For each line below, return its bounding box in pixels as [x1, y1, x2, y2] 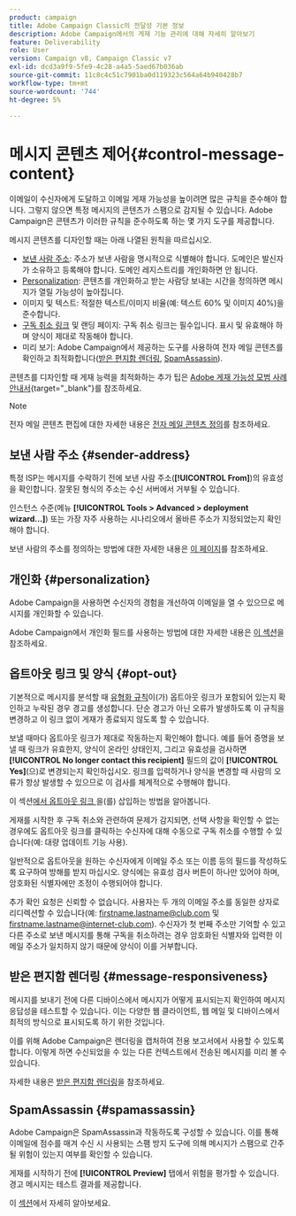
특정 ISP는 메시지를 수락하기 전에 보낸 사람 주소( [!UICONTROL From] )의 [9, 473, 261, 484]
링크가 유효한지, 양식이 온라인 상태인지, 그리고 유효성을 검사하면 [27, 743, 247, 754]
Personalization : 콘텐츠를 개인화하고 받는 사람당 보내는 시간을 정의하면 [21, 275, 267, 286]
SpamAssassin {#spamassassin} [9, 1102, 196, 1117]
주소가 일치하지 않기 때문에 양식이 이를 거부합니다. [25, 941, 198, 951]
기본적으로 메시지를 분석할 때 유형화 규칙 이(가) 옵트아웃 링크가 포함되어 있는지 [9, 692, 277, 702]
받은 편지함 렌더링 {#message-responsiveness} [9, 969, 269, 984]
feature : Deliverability [9, 37, 101, 47]
